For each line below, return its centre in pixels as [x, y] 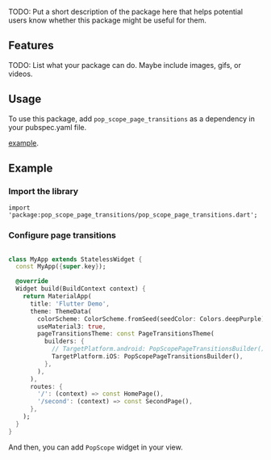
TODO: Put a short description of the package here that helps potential [126, 12]
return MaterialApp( [57, 297]
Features [31, 46]
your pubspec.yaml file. [48, 127]
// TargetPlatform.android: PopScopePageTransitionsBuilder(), [160, 349]
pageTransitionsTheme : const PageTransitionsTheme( [126, 334]
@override [32, 281]
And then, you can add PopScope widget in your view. [96, 447]
